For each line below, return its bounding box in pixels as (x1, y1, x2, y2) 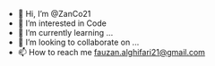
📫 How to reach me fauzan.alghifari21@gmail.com (17, 47, 206, 57)
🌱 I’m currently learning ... (17, 28, 114, 37)
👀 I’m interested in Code (17, 18, 107, 29)
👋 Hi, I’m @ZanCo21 (17, 9, 91, 19)
